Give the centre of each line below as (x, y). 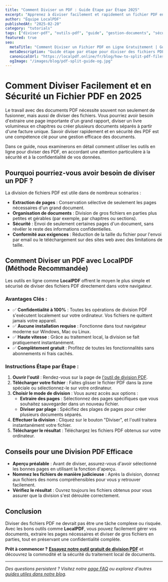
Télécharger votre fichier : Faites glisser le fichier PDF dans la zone (82, 383)
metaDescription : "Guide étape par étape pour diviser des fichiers (82, 52)
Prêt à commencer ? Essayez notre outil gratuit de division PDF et (74, 549)
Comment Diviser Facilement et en (78, 86)
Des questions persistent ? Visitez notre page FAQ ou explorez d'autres (78, 569)
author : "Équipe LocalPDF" (33, 19)
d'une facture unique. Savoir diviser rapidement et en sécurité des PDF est (82, 132)
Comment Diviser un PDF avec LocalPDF (69, 261)
